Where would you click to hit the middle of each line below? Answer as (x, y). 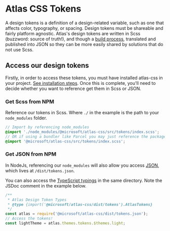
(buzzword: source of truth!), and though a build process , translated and (80, 39)
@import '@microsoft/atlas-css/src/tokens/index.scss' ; (65, 141)
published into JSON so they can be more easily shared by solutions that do (84, 44)
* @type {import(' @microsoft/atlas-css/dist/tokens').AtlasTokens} (80, 204)
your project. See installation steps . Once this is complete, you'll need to (80, 83)
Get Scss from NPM (30, 102)
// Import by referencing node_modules (47, 127)
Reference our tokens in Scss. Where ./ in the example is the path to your (82, 113)
